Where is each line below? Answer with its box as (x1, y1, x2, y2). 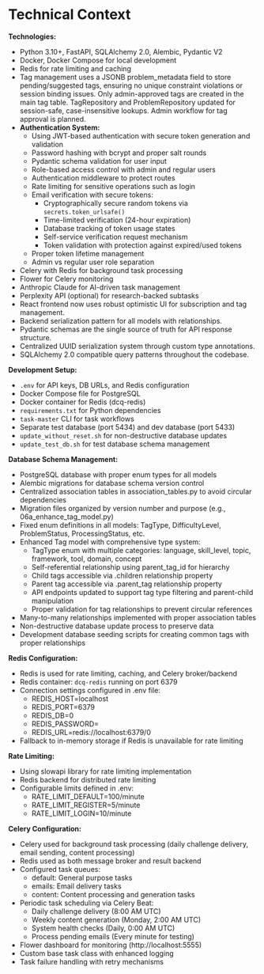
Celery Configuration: (8, 824, 81, 833)
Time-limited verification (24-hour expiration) (43, 215, 191, 225)
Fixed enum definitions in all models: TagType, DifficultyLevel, (19, 520, 221, 529)
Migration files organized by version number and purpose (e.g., (19, 503, 226, 513)
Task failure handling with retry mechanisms (19, 957, 164, 966)
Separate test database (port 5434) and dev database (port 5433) (19, 422, 236, 432)
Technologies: (8, 32, 57, 41)
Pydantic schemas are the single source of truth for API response (19, 324, 232, 334)
